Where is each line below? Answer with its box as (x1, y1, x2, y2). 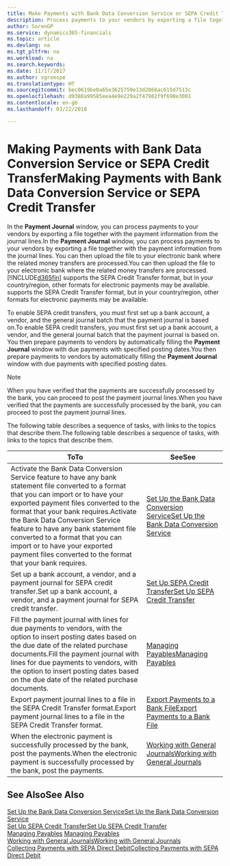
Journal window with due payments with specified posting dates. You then (7, 344, 217, 353)
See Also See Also (7, 789, 84, 801)
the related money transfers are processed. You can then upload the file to (7, 259, 216, 267)
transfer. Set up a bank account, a (10, 586, 118, 596)
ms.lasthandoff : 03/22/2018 (7, 106, 88, 113)
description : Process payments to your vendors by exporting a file (7, 16, 207, 23)
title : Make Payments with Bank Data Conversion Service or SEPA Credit (7, 10, 219, 17)
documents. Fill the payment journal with (10, 649, 139, 659)
